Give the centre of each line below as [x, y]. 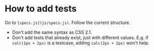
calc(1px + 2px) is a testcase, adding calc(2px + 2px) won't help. [81, 42]
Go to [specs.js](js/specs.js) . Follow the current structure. [67, 22]
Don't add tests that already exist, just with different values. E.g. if [80, 37]
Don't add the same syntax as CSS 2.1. [52, 32]
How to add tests [41, 9]
